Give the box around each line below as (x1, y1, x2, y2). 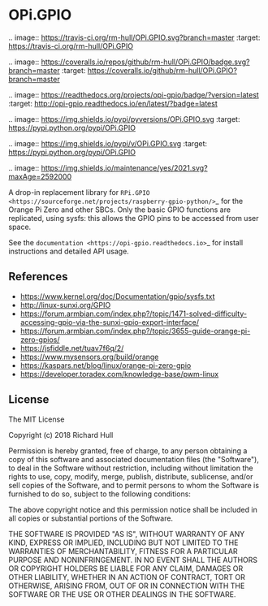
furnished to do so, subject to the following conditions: (8, 489, 191, 499)
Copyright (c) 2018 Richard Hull (8, 430, 114, 439)
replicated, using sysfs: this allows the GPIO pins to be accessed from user (8, 213, 259, 223)
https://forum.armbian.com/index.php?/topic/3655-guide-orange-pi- (19, 326, 251, 335)
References (8, 270, 68, 284)
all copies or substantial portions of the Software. (8, 513, 173, 523)
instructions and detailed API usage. (8, 246, 130, 256)
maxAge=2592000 (8, 171, 71, 181)
